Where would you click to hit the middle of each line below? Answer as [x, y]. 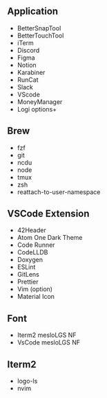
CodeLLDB [32, 252]
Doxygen [30, 260]
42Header [31, 230]
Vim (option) [35, 289]
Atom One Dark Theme [50, 238]
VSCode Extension [48, 214]
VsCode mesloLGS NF [49, 343]
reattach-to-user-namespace [59, 192]
